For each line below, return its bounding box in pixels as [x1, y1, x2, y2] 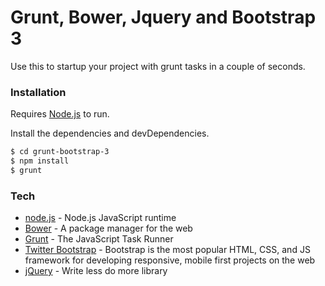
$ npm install [10, 156, 70, 166]
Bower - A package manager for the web [24, 222, 193, 235]
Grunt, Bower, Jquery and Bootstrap [10, 6, 317, 29]
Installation [10, 85, 67, 99]
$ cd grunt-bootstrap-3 [10, 147, 110, 157]
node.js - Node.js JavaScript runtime [24, 212, 177, 224]
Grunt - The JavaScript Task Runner [24, 233, 174, 245]
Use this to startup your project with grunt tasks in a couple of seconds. [10, 60, 306, 72]
